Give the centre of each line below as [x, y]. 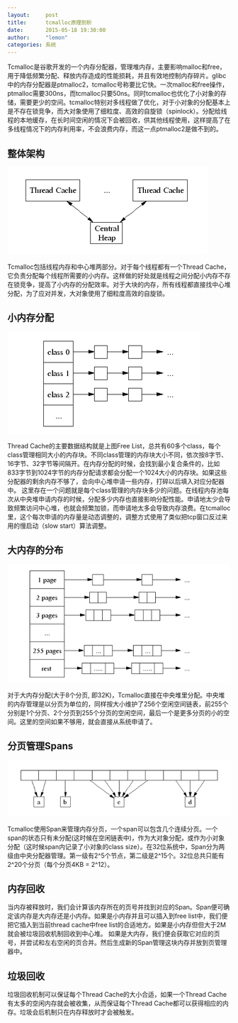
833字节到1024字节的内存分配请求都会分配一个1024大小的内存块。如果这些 [117, 472]
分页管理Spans [40, 746]
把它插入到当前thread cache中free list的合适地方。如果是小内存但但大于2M [117, 925]
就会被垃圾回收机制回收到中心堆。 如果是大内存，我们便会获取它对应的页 [114, 934]
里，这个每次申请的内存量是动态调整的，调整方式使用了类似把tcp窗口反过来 [118, 516]
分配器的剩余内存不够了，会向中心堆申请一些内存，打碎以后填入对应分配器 [116, 481]
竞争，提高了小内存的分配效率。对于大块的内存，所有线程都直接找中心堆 [125, 284]
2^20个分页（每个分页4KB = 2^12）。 [61, 864]
